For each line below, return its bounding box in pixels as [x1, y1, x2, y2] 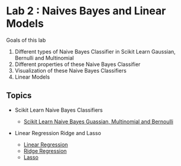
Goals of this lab [6, 36, 46, 43]
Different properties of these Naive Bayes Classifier [14, 61, 141, 68]
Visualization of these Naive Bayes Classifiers [14, 67, 126, 74]
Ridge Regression [23, 147, 67, 154]
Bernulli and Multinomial [14, 54, 74, 61]
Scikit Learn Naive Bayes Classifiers [14, 106, 103, 114]
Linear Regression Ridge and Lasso [14, 129, 101, 136]
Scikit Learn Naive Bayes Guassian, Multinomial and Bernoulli [23, 118, 174, 125]
